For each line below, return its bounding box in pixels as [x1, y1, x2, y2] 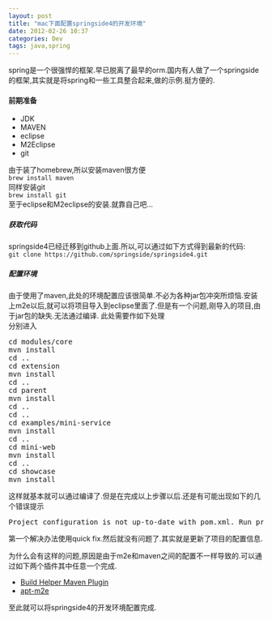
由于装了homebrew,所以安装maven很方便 [8, 165, 147, 175]
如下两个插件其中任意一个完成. [15, 561, 117, 571]
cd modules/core [8, 337, 73, 347]
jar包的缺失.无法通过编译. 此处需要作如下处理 [15, 311, 165, 321]
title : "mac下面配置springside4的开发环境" [8, 19, 147, 28]
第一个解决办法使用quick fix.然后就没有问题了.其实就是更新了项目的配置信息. [8, 534, 263, 544]
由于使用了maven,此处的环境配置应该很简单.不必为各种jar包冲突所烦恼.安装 [8, 291, 258, 301]
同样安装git [8, 182, 46, 192]
